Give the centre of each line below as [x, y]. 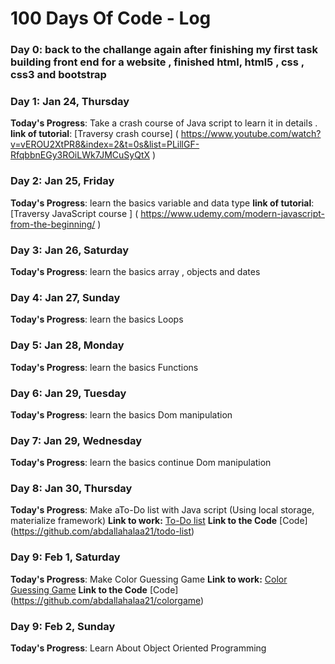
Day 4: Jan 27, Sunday [65, 297]
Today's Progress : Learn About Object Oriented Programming [138, 648]
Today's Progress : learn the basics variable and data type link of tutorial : [162, 203]
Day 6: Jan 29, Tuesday [68, 393]
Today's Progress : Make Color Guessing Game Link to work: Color [149, 579]
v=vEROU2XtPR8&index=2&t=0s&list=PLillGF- [105, 144]
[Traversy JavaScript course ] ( [74, 213]
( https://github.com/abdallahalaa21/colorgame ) [107, 600]
